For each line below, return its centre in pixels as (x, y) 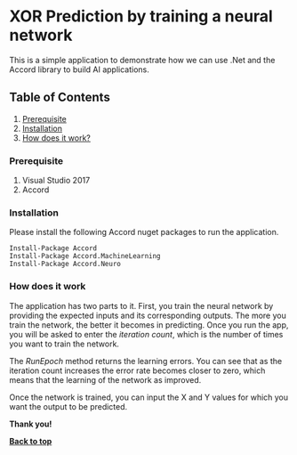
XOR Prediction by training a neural (141, 16)
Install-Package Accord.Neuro (65, 264)
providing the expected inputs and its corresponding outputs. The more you (148, 315)
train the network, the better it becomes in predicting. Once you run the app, (149, 325)
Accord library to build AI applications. (79, 69)
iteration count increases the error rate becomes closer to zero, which (137, 370)
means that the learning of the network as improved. (105, 379)
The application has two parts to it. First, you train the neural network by (141, 305)
